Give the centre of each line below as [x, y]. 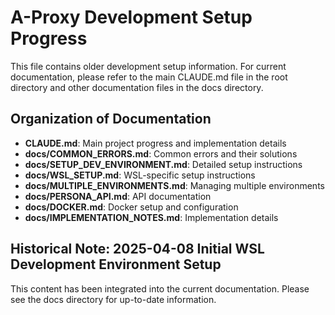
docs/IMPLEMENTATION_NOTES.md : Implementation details [151, 217]
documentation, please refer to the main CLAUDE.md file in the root [149, 77]
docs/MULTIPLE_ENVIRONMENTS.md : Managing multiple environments [174, 185]
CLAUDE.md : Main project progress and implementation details [155, 143]
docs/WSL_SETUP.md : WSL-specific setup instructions [140, 175]
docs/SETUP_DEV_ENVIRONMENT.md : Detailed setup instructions [163, 164]
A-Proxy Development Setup [131, 17]
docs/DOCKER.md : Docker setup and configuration [131, 207]
